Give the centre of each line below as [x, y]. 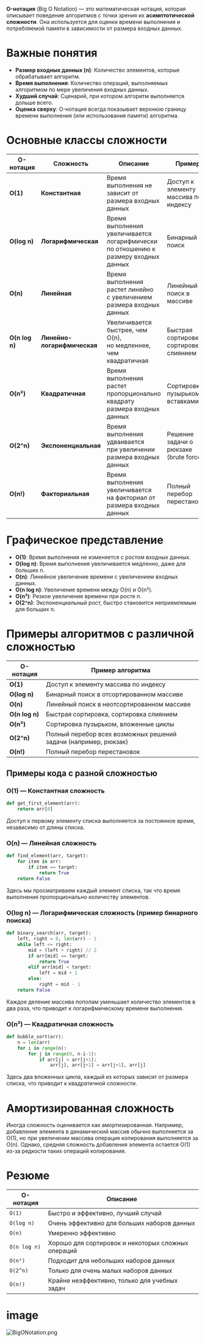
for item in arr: [39, 862]
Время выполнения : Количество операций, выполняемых [92, 83]
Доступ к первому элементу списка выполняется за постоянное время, [101, 821]
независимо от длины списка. [45, 827]
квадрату [120, 401]
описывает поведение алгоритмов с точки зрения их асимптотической [100, 15]
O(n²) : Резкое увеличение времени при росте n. [78, 596]
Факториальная [65, 493]
